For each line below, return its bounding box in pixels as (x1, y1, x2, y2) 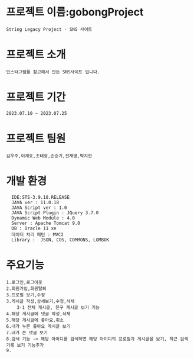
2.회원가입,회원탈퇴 (6, 285, 47, 292)
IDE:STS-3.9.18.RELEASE (11, 194, 70, 200)
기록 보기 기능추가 (6, 342, 44, 348)
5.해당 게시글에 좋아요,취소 (6, 317, 64, 323)
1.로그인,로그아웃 (6, 279, 43, 285)
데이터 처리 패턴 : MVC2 (11, 231, 64, 237)
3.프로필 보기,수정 (6, 292, 45, 298)
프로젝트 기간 (6, 91, 66, 104)
